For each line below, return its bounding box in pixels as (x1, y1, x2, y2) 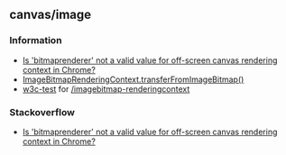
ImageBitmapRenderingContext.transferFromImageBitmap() (22, 74, 244, 85)
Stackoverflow (9, 105, 75, 118)
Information (9, 34, 62, 47)
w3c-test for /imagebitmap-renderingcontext (22, 83, 190, 94)
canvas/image (9, 7, 92, 23)
